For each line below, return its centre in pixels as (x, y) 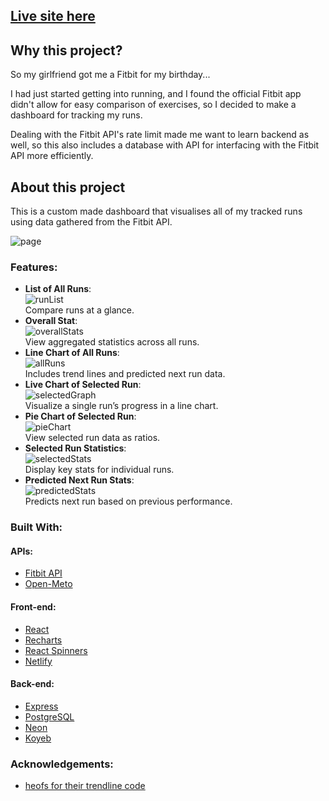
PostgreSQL (49, 716)
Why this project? (66, 50)
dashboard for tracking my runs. (76, 115)
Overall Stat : (51, 321)
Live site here (53, 16)
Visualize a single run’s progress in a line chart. (121, 406)
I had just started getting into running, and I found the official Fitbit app (156, 94)
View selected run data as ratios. (92, 438)
